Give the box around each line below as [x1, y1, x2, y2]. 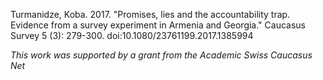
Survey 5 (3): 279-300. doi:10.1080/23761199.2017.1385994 [10, 30, 254, 41]
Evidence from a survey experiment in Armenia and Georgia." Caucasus [10, 19, 306, 31]
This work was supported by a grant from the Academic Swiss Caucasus [10, 49, 313, 61]
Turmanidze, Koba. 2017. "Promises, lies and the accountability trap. [10, 9, 291, 20]
